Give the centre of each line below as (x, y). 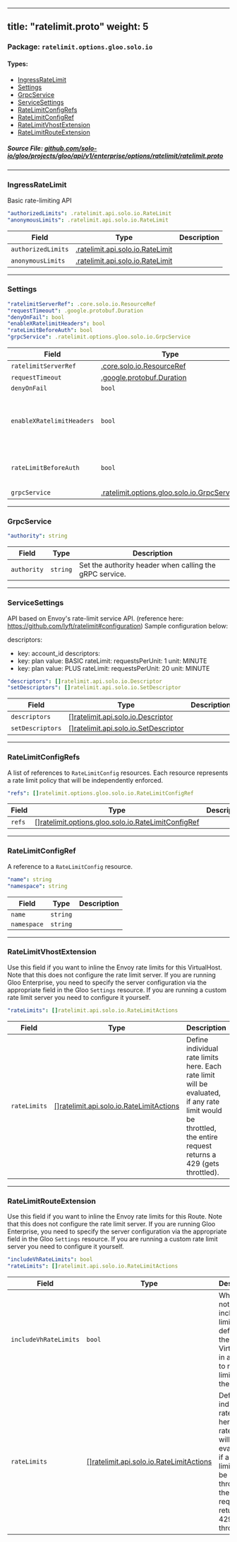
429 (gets (203, 1163)
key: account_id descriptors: (59, 653)
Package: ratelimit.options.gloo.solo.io (80, 47)
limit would (204, 1110)
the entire (202, 1137)
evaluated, (203, 1093)
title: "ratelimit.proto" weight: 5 (78, 27)
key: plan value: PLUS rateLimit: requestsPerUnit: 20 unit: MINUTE (114, 668)
